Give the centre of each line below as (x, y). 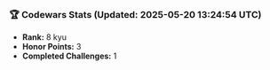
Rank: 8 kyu (44, 37)
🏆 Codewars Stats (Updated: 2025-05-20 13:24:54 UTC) (135, 14)
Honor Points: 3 (52, 47)
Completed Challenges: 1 (69, 56)
